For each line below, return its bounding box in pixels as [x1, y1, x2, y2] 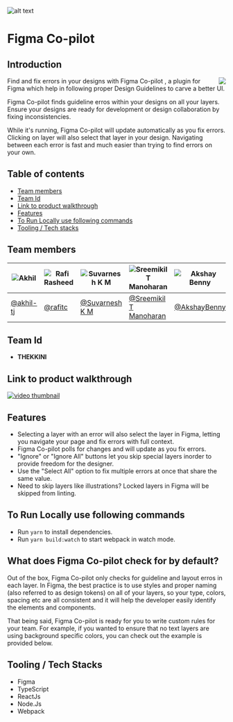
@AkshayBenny [174, 302, 226, 312]
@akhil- [10, 297, 37, 307]
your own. [7, 148, 36, 156]
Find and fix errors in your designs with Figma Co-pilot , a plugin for [7, 77, 201, 85]
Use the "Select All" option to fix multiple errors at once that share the [17, 467, 217, 475]
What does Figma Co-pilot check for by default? [7, 555, 219, 567]
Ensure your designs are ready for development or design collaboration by [7, 105, 220, 113]
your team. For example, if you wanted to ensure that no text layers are [7, 624, 209, 632]
